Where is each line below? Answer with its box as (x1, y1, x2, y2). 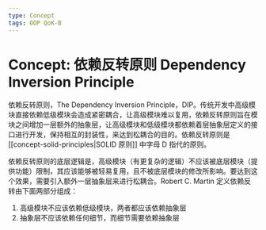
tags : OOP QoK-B (8, 19, 62, 27)
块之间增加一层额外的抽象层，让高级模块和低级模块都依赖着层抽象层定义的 (8, 120, 251, 129)
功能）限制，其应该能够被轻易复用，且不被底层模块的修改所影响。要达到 (14, 167, 251, 176)
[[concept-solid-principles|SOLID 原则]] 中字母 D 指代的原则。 (8, 140, 211, 149)
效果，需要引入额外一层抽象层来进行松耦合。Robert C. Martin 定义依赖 (14, 176, 245, 186)
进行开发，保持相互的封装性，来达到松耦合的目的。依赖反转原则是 (14, 130, 230, 140)
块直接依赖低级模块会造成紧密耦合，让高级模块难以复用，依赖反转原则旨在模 (8, 110, 258, 120)
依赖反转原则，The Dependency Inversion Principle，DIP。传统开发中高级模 (8, 100, 256, 109)
